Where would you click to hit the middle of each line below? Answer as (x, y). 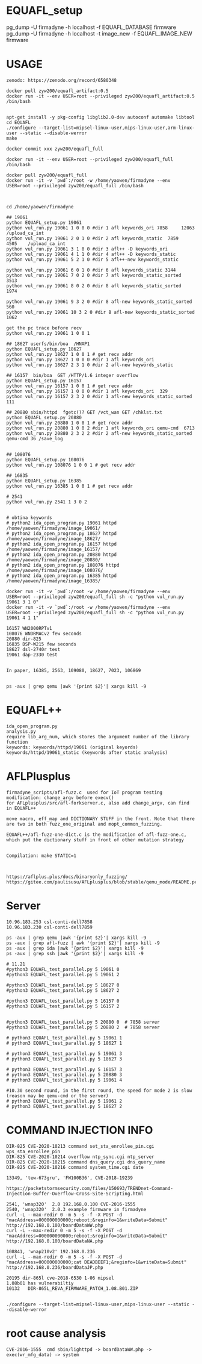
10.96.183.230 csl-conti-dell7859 (50, 927)
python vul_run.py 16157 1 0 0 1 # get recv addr (70, 386)
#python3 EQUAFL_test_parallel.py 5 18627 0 (63, 985)
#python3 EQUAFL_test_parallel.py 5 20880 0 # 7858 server (83, 1022)
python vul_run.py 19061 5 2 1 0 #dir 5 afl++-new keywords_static (93, 260)
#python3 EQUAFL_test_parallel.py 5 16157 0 (63, 1001)
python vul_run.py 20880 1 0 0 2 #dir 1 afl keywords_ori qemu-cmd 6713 (101, 428)
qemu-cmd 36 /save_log (35, 438)
